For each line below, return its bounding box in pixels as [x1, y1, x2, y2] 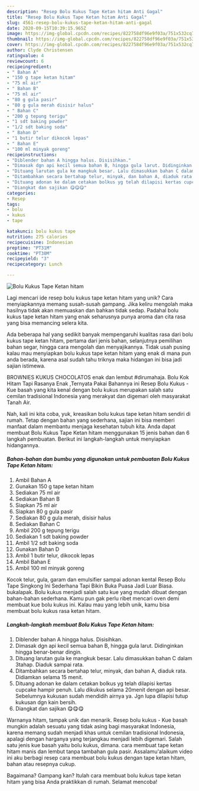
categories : [6, 190, 36, 196]
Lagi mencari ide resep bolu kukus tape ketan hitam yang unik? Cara [6, 294, 174, 301]
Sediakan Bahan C [15, 520, 61, 527]
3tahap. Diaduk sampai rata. [15, 661, 84, 668]
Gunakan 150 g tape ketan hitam [15, 483, 94, 490]
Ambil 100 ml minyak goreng [15, 564, 84, 572]
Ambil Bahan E [15, 558, 51, 565]
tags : [6, 201, 20, 207]
